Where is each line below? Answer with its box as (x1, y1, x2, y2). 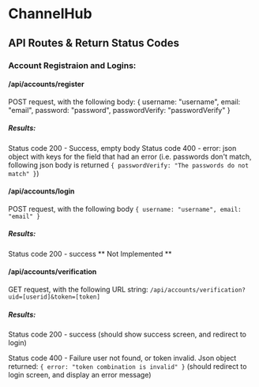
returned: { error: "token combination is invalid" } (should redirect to (8, 362, 247, 371)
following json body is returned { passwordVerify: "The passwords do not (8, 160, 249, 170)
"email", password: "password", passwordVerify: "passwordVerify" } (8, 105, 231, 115)
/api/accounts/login (8, 186, 75, 196)
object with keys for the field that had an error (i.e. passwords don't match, (8, 152, 252, 161)
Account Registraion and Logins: (8, 60, 137, 71)
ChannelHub (8, 5, 92, 23)
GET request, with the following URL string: (8, 285, 148, 295)
